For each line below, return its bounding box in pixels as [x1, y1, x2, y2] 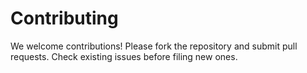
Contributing [10, 7, 119, 30]
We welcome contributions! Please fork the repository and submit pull [10, 40, 298, 52]
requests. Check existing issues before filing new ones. [10, 50, 238, 62]
